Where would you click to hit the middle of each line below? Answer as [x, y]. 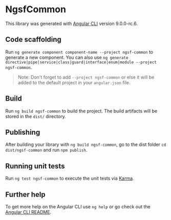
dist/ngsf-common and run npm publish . [46, 150]
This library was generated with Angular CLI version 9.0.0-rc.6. [72, 23]
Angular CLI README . [28, 212]
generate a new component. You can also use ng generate [67, 57]
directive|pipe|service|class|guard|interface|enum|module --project [81, 62]
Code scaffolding [33, 40]
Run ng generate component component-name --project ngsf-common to [79, 52]
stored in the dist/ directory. [36, 116]
